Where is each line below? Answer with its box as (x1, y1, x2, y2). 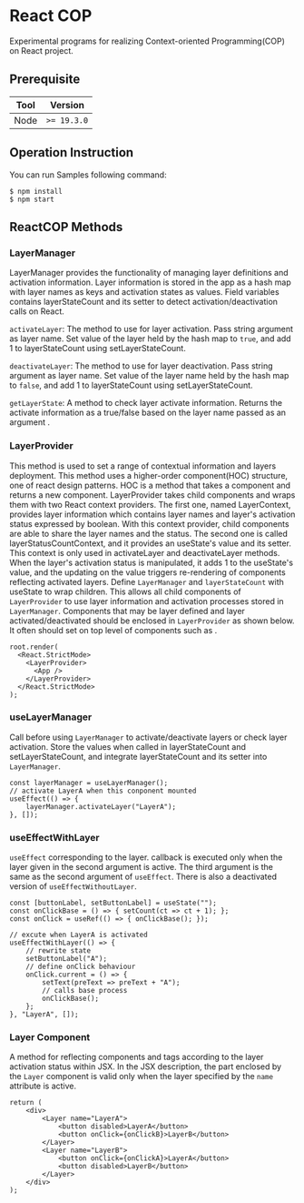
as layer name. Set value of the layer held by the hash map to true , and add (9, 333, 292, 344)
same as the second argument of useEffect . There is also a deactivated (9, 871, 278, 883)
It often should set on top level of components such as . (9, 624, 218, 635)
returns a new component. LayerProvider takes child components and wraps (9, 489, 296, 500)
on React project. (9, 45, 74, 56)
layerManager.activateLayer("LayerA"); (25, 802, 177, 811)
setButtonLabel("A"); (25, 955, 107, 964)
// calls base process (42, 986, 128, 996)
